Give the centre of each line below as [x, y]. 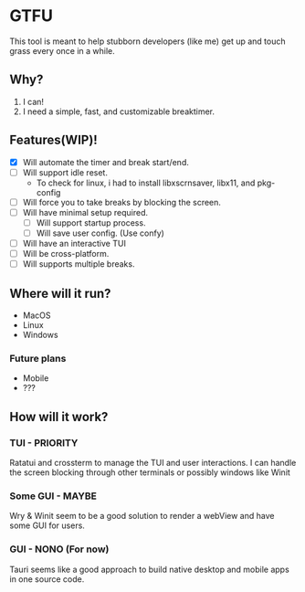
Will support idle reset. [65, 172]
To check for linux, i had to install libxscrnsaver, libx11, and [146, 183]
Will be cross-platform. [66, 254]
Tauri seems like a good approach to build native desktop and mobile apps [149, 569]
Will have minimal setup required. [85, 212]
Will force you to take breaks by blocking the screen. [122, 202]
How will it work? [59, 417]
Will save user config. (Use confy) [100, 233]
